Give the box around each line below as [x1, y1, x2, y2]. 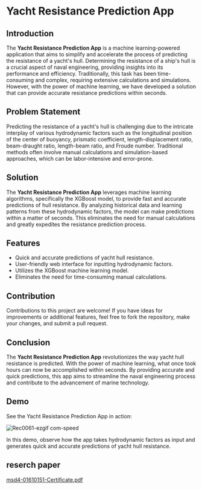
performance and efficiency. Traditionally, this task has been [6, 70, 157, 77]
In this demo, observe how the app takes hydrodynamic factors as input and [6, 436, 195, 443]
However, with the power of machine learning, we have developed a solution [6, 83, 196, 90]
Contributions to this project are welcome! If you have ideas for [6, 307, 163, 314]
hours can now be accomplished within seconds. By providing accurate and [6, 366, 195, 374]
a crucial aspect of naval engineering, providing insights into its [6, 63, 163, 71]
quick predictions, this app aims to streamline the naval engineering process [6, 373, 196, 380]
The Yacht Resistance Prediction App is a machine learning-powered [6, 44, 180, 51]
